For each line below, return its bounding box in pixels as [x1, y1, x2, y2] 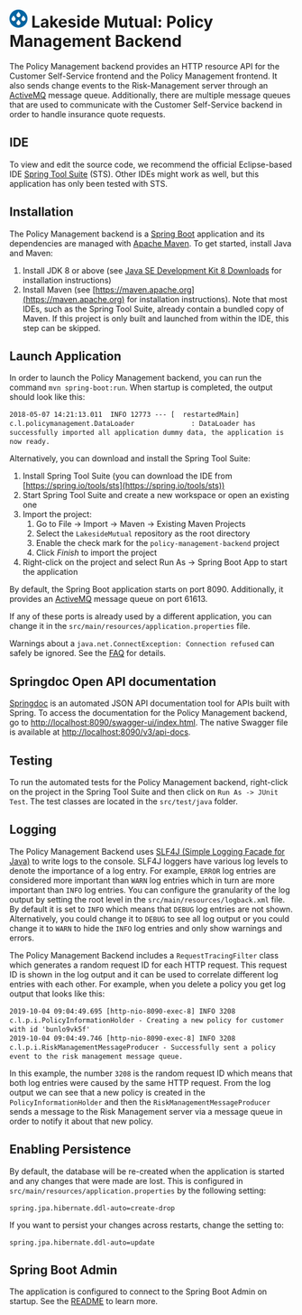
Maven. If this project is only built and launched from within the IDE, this [22, 312, 289, 324]
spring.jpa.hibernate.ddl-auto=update [9, 1237, 155, 1247]
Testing [9, 753, 53, 768]
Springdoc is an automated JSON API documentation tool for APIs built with [9, 698, 290, 708]
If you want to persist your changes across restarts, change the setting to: [9, 1219, 284, 1230]
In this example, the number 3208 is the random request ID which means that [9, 1068, 293, 1079]
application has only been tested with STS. [9, 178, 169, 189]
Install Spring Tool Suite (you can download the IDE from [22, 470, 233, 482]
